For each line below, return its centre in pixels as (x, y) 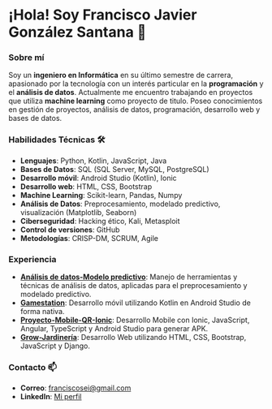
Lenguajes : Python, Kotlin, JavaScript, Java (93, 161)
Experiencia (32, 259)
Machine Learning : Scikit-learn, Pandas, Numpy (101, 195)
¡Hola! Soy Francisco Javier (103, 15)
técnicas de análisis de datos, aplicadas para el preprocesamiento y (134, 286)
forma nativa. (42, 312)
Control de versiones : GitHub (70, 230)
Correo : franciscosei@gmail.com (76, 388)
